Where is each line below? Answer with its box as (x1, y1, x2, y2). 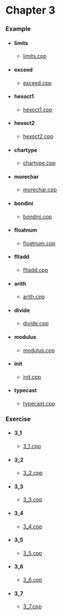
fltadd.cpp (22, 266, 48, 273)
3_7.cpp (22, 603, 42, 610)
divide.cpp (22, 320, 49, 327)
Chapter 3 (5, 4, 55, 17)
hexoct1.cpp (22, 106, 52, 113)
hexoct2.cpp (22, 133, 54, 140)
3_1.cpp (22, 442, 41, 450)
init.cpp (22, 373, 42, 380)
